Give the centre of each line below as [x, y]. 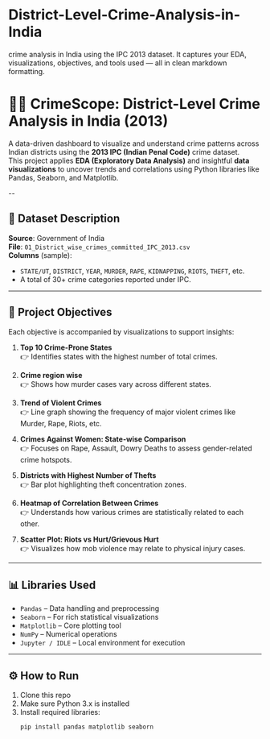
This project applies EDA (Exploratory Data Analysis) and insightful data [129, 160]
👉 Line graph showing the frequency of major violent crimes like [128, 412]
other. [30, 523]
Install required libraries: [60, 712]
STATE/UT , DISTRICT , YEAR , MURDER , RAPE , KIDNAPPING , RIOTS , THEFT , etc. [132, 271]
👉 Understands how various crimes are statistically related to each [132, 512]
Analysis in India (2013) [88, 121]
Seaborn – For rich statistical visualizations [89, 617]
